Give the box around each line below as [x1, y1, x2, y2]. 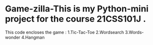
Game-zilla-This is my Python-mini [5, 3, 149, 14]
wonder [5, 34, 20, 40]
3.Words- [125, 29, 144, 35]
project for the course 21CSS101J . [5, 13, 146, 24]
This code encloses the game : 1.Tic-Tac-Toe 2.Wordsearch [5, 29, 124, 35]
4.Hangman [21, 34, 45, 40]
